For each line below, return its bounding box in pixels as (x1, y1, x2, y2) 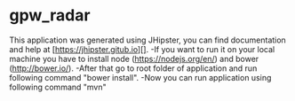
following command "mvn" (9, 82, 107, 92)
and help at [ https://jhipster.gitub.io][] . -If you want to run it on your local (9, 43, 275, 54)
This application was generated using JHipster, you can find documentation (9, 35, 286, 45)
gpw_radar (9, 5, 91, 26)
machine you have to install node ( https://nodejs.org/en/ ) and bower (9, 53, 259, 64)
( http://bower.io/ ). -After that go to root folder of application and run (9, 63, 258, 74)
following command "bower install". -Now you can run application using (9, 72, 272, 82)
